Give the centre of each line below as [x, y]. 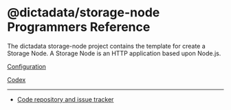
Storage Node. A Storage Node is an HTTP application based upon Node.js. [114, 53]
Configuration [27, 66]
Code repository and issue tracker [65, 99]
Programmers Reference [79, 27]
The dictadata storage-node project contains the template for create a [107, 46]
